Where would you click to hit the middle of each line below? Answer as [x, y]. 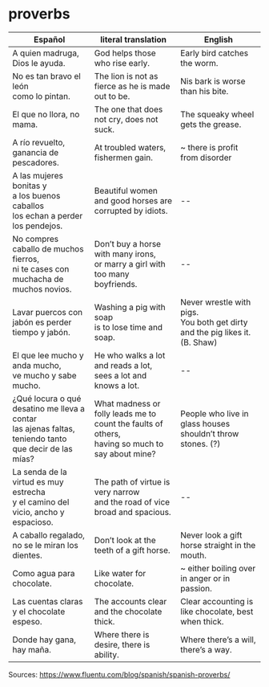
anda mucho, [37, 365]
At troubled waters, [130, 147]
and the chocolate [128, 611]
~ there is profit [209, 147]
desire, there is [122, 644]
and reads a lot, [123, 365]
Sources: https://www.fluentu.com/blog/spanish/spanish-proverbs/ [119, 674]
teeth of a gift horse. [132, 550]
